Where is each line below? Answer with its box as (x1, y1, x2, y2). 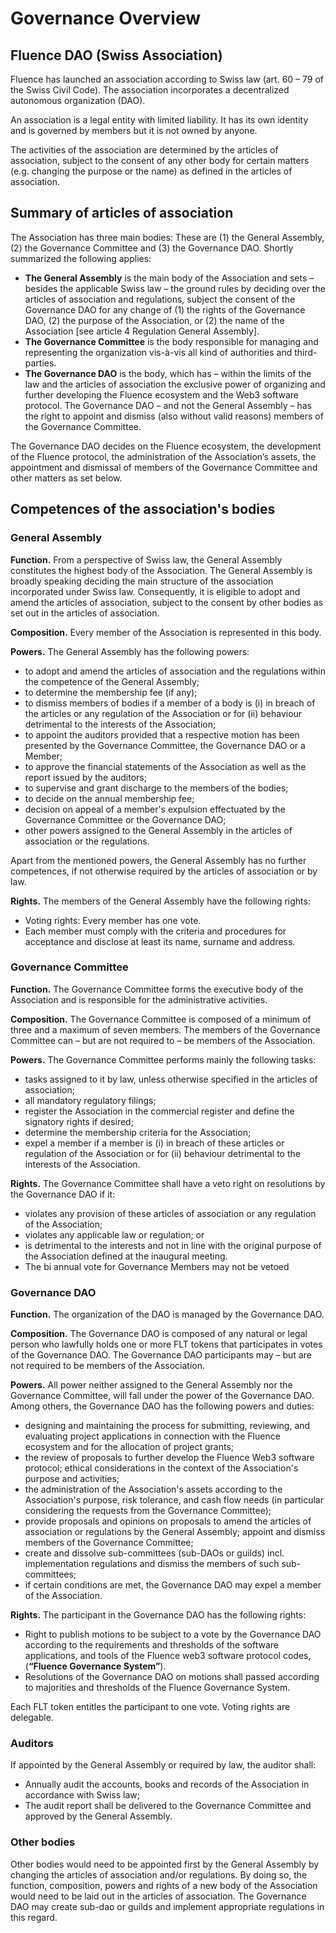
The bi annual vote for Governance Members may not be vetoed (24, 1260, 290, 1272)
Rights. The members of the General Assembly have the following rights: (10, 895, 311, 907)
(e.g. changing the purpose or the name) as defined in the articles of (10, 165, 293, 177)
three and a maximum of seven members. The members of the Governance (10, 1023, 321, 1036)
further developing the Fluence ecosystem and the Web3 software (24, 388, 299, 401)
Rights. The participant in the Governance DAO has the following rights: (10, 1609, 307, 1621)
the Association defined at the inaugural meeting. (24, 1250, 228, 1262)
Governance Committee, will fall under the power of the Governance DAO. (10, 1390, 315, 1402)
